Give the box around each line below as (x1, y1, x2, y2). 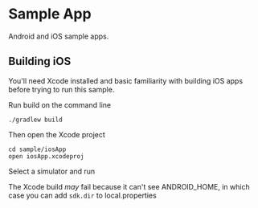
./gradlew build (8, 116, 63, 124)
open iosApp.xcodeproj (8, 152, 84, 161)
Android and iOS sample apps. (8, 31, 109, 41)
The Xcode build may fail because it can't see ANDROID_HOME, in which (8, 181, 251, 191)
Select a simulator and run (8, 166, 96, 176)
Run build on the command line (8, 100, 111, 109)
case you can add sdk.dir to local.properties (8, 190, 157, 200)
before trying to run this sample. (8, 84, 115, 94)
